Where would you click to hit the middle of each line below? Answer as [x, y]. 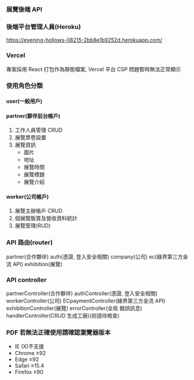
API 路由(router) [30, 242]
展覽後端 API [24, 9]
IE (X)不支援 [29, 347]
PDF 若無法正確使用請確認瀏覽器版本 [58, 332]
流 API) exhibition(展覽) [34, 264]
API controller [26, 280]
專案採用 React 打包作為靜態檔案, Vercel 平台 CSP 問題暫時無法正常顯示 [94, 69]
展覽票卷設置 [30, 138]
